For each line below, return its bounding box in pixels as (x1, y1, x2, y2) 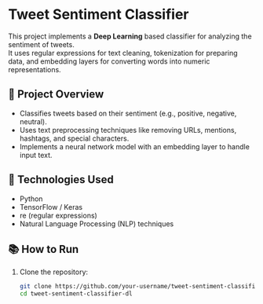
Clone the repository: (19, 267, 89, 277)
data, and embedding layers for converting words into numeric (8, 57, 210, 66)
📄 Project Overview (8, 88, 104, 101)
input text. (19, 150, 53, 159)
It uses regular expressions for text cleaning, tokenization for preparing (8, 48, 238, 57)
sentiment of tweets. (8, 39, 75, 49)
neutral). (19, 116, 47, 126)
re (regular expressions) (19, 211, 98, 220)
